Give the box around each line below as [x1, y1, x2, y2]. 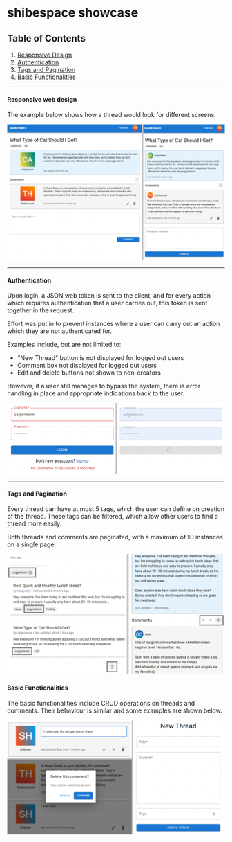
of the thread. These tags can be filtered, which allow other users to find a [7, 512, 219, 521]
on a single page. [7, 540, 57, 548]
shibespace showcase [7, 5, 139, 21]
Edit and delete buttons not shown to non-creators [17, 368, 161, 377]
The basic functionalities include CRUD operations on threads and [7, 699, 195, 707]
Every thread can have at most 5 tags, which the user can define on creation [7, 505, 225, 513]
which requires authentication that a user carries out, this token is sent [7, 299, 208, 307]
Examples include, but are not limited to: [7, 341, 122, 349]
